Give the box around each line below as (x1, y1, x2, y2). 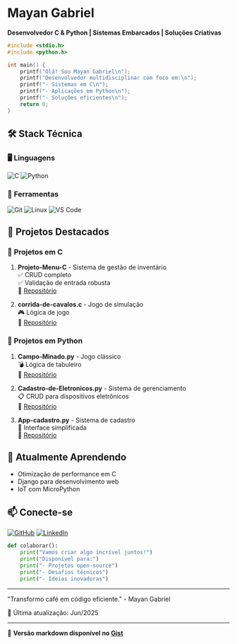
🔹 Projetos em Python (7, 336, 83, 346)
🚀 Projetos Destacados (7, 226, 109, 238)
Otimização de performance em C (17, 470, 116, 479)
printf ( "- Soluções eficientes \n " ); (20, 94, 128, 102)
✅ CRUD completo (17, 271, 72, 279)
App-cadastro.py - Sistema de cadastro (17, 416, 135, 424)
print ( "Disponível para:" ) (20, 556, 99, 563)
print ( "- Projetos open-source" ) (20, 562, 119, 569)
